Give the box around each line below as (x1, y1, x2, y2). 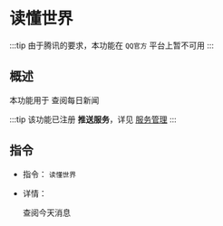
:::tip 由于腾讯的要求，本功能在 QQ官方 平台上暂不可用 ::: (9, 40, 215, 51)
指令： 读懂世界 (22, 168, 77, 179)
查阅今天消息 (22, 207, 71, 218)
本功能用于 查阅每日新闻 (9, 94, 100, 105)
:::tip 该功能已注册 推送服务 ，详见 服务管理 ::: (9, 114, 177, 125)
